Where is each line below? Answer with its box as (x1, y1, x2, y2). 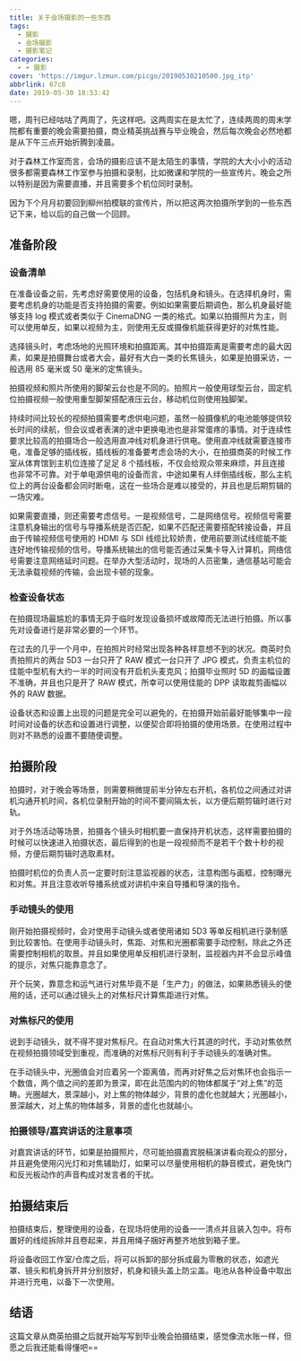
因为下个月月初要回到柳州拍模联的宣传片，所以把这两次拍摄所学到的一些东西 (9, 197, 292, 207)
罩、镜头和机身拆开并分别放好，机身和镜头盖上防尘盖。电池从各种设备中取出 (9, 1265, 292, 1276)
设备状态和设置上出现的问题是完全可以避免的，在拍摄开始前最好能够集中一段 (9, 707, 292, 718)
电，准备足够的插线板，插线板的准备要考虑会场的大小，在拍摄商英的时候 (9, 446, 276, 458)
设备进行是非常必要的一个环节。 (24, 625, 143, 636)
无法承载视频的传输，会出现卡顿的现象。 (9, 566, 159, 577)
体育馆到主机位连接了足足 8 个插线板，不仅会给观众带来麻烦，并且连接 (24, 458, 286, 469)
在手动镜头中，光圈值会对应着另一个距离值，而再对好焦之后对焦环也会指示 (9, 1066, 284, 1077)
